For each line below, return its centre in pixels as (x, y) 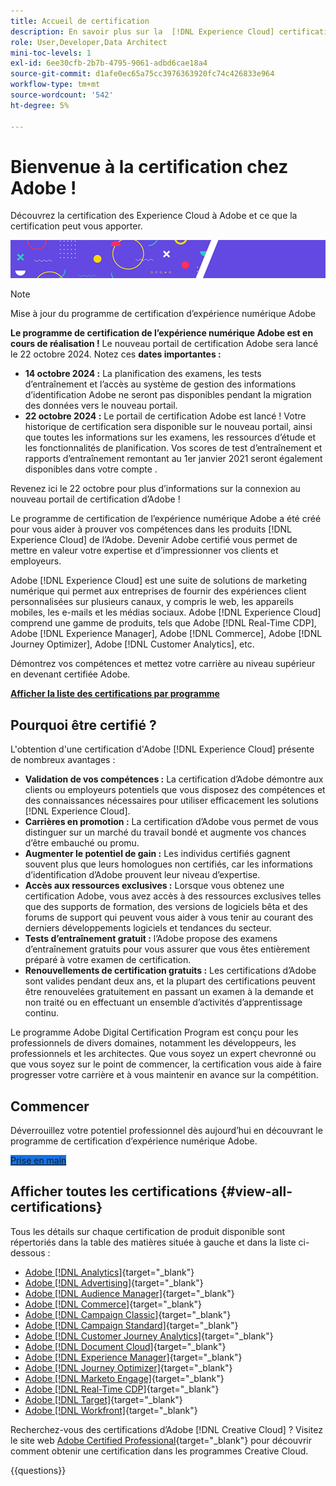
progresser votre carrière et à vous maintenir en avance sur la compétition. (164, 1075)
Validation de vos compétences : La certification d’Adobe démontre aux (174, 779)
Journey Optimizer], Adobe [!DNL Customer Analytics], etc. (132, 644)
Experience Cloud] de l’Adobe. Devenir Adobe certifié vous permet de (154, 540)
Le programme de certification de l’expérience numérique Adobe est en (162, 333)
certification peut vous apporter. (76, 226)
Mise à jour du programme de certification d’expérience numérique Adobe (163, 314)
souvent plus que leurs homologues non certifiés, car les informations (168, 864)
